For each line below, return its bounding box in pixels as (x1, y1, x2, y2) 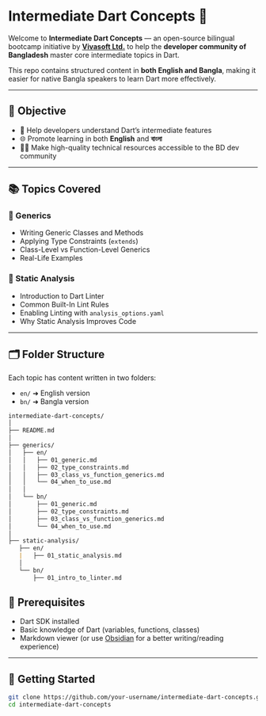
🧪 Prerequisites (8, 596, 85, 609)
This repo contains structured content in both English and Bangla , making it (8, 65, 256, 74)
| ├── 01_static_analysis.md (18, 552, 123, 560)
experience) (19, 642, 59, 652)
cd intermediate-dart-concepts (8, 701, 112, 709)
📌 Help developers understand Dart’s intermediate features (19, 125, 212, 135)
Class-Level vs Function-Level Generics (19, 245, 150, 254)
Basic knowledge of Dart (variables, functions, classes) (19, 625, 200, 634)
